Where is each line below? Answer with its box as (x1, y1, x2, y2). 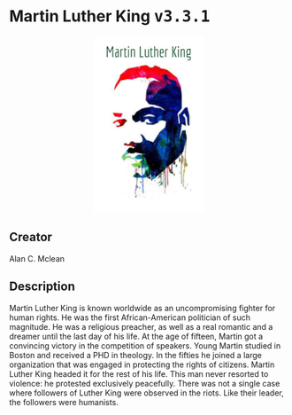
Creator (9, 230, 53, 245)
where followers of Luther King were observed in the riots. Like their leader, (9, 388, 285, 398)
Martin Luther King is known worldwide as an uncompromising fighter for (9, 302, 276, 313)
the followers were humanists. (9, 396, 119, 407)
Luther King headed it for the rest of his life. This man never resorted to (9, 368, 269, 379)
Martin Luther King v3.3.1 (9, 6, 211, 27)
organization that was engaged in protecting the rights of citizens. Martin (9, 359, 275, 370)
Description (9, 279, 75, 294)
